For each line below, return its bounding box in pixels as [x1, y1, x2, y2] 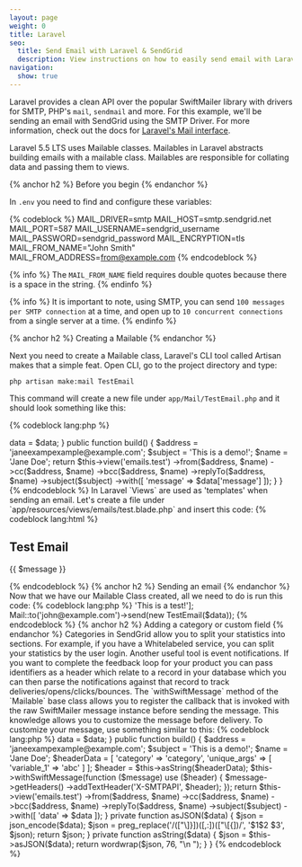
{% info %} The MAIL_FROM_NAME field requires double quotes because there [9, 269, 288, 279]
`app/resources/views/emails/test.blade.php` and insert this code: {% [9, 504, 267, 515]
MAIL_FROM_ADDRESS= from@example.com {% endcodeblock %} [9, 252, 258, 262]
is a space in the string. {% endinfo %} [9, 279, 153, 289]
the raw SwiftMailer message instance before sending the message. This [9, 704, 280, 715]
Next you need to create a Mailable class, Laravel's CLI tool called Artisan [9, 349, 281, 360]
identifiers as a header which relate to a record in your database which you [9, 667, 287, 677]
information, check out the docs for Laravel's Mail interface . [9, 125, 231, 136]
